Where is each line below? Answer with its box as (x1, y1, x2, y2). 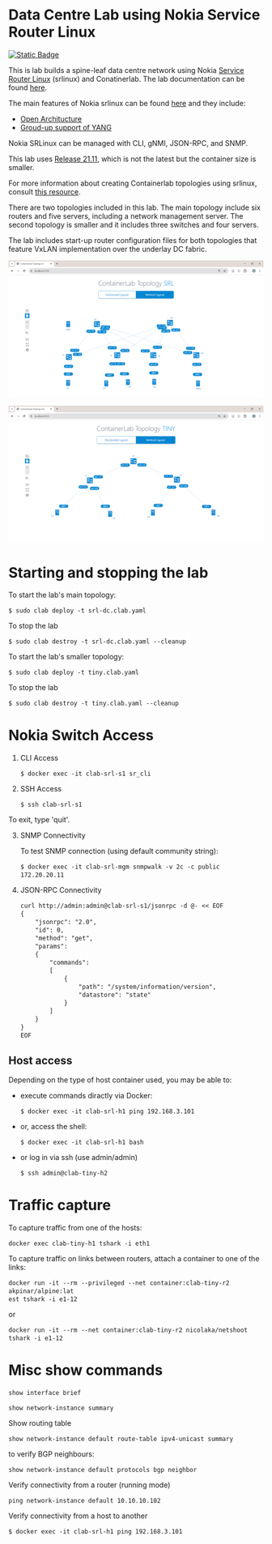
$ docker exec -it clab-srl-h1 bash (19, 1138, 144, 1147)
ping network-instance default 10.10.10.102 (8, 1496, 161, 1504)
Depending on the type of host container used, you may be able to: (8, 1075, 232, 1085)
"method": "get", (35, 934, 93, 943)
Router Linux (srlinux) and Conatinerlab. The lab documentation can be (8, 74, 245, 83)
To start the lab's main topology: (8, 590, 117, 600)
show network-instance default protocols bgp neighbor (8, 1465, 198, 1474)
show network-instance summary (8, 1404, 114, 1412)
